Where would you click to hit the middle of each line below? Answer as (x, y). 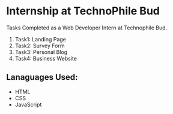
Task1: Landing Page (40, 39)
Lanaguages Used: (42, 77)
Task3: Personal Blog (41, 52)
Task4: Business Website (46, 58)
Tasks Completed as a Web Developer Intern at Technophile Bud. (87, 28)
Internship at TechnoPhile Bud (83, 11)
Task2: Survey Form (40, 46)
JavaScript (28, 104)
